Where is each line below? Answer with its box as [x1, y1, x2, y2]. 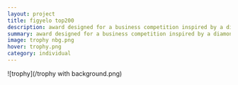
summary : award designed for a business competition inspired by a [7, 30, 211, 38]
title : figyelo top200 [7, 17, 74, 24]
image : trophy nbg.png [7, 37, 74, 44]
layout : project [7, 10, 55, 18]
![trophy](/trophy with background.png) [7, 69, 123, 78]
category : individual [7, 50, 72, 57]
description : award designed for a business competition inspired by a [7, 23, 223, 30]
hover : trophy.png [7, 43, 62, 50]
